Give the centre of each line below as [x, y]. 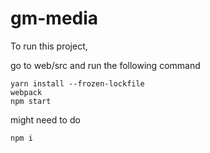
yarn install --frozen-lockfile [77, 83]
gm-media [54, 18]
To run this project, [49, 46]
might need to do [45, 119]
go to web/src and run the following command [105, 65]
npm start [31, 101]
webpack [26, 92]
